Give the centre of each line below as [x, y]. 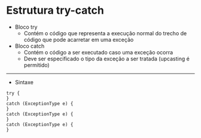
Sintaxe [24, 82]
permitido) [36, 65]
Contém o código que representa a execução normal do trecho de [105, 33]
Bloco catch [30, 46]
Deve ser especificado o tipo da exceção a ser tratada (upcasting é [106, 59]
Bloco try [26, 27]
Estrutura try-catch [55, 10]
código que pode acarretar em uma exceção [79, 39]
